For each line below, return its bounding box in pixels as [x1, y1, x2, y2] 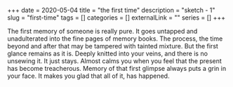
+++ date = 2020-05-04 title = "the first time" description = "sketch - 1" [7, 6, 215, 14]
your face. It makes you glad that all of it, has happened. [7, 72, 170, 80]
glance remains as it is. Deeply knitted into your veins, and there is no [7, 49, 208, 58]
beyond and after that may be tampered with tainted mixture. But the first [7, 42, 219, 50]
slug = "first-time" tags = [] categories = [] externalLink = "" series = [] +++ [7, 13, 226, 22]
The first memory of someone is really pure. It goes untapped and [7, 27, 198, 35]
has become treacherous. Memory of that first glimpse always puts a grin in [7, 65, 227, 72]
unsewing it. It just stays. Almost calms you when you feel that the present [7, 57, 222, 65]
